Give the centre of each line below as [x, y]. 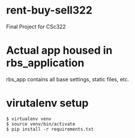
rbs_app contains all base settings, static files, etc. [67, 79]
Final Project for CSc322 [36, 27]
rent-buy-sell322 [49, 10]
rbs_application [45, 63]
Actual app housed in [59, 50]
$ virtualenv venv [29, 119]
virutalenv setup [47, 103]
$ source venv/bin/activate [41, 124]
